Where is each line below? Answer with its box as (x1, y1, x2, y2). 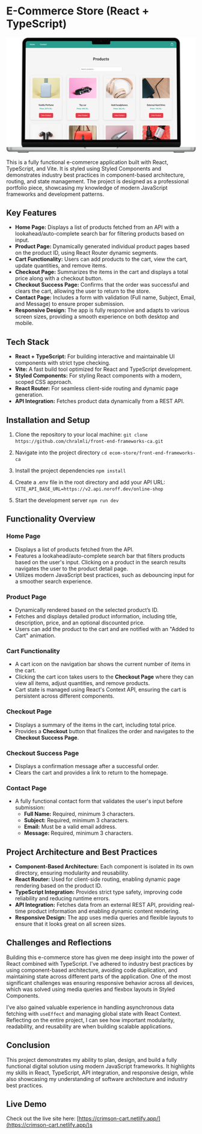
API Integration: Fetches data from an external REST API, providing (14, 901, 182, 908)
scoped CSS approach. (14, 379, 73, 386)
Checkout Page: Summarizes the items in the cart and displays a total (14, 269, 188, 276)
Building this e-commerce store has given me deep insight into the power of (6, 954, 195, 961)
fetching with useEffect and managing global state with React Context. (6, 1010, 182, 1017)
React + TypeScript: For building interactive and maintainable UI (14, 353, 175, 360)
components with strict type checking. (14, 359, 111, 367)
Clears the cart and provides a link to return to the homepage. (14, 769, 168, 776)
